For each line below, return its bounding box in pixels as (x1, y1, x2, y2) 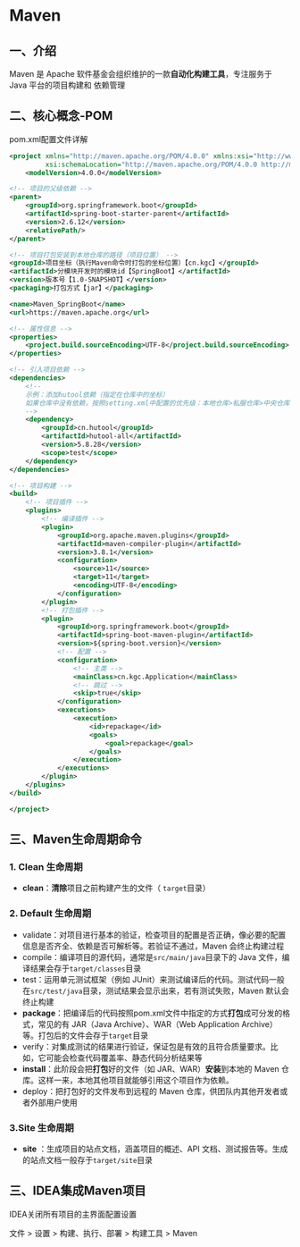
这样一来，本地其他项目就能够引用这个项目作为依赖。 (37, 1074, 234, 1085)
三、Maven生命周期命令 (9, 832, 143, 847)
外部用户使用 (29, 1097, 78, 1108)
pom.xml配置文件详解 (9, 133, 88, 144)
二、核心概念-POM (9, 108, 113, 123)
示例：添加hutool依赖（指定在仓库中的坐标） (25, 390, 170, 399)
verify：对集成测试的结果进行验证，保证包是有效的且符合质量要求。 (21, 1041, 271, 1051)
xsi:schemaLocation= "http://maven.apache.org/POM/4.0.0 (45, 160, 257, 169)
